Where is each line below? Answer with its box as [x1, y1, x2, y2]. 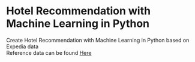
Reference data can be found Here [6, 49, 92, 56]
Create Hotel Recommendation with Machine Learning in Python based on [6, 36, 190, 44]
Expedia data [6, 43, 39, 50]
